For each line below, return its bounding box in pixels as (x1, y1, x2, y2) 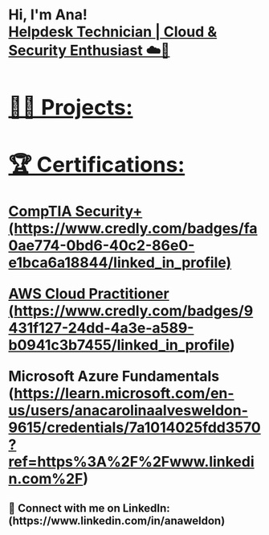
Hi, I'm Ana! (8, 6, 88, 24)
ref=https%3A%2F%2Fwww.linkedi (8, 452, 255, 471)
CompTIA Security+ (8, 202, 143, 220)
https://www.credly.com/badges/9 (14, 302, 254, 319)
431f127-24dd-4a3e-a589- (8, 319, 194, 337)
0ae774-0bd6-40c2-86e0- (8, 236, 195, 254)
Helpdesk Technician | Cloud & (8, 23, 218, 41)
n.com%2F (8, 469, 84, 488)
